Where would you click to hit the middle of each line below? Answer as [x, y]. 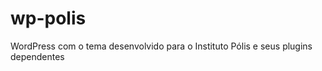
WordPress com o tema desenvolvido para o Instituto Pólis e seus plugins [161, 46]
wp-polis [48, 18]
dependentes [37, 56]
